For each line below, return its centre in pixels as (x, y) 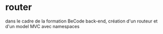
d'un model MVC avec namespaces (42, 26)
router (19, 7)
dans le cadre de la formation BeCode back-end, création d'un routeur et (81, 21)
